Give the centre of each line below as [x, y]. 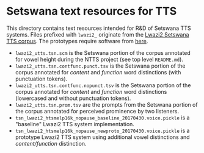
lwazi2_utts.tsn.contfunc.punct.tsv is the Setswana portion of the [100, 66]
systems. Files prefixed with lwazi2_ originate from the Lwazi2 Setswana [98, 34]
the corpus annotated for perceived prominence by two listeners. [97, 111]
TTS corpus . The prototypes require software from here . [77, 41]
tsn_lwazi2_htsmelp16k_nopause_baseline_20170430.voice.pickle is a [102, 118]
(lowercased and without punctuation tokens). [73, 98]
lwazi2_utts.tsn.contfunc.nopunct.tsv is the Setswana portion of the [103, 85]
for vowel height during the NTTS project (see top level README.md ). [99, 59]
